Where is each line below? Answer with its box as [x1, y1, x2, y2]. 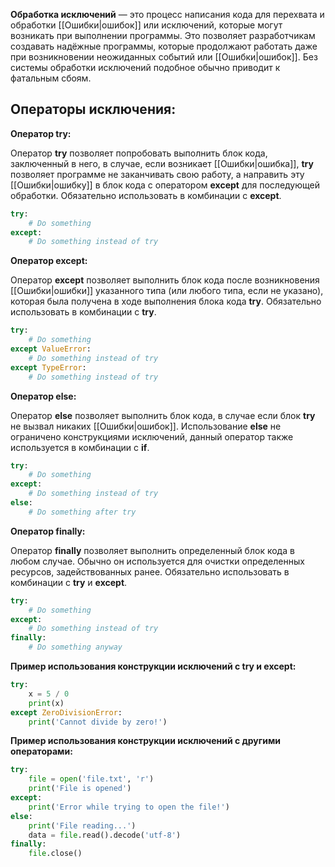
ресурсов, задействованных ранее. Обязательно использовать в [10, 565, 290, 578]
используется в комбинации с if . [10, 441, 150, 453]
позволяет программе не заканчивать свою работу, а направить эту [10, 168, 305, 180]
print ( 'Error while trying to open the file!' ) [28, 802, 230, 812]
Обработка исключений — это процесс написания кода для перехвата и [10, 9, 325, 20]
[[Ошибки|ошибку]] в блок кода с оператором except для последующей [10, 179, 320, 191]
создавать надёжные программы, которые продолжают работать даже [10, 40, 318, 52]
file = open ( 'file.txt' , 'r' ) [28, 774, 155, 784]
